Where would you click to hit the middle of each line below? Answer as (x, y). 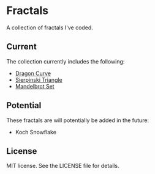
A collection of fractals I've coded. (50, 27)
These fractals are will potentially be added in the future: (77, 120)
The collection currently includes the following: (66, 61)
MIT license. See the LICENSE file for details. (63, 166)
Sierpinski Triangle (39, 79)
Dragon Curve (33, 73)
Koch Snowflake (36, 132)
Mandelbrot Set (35, 86)
